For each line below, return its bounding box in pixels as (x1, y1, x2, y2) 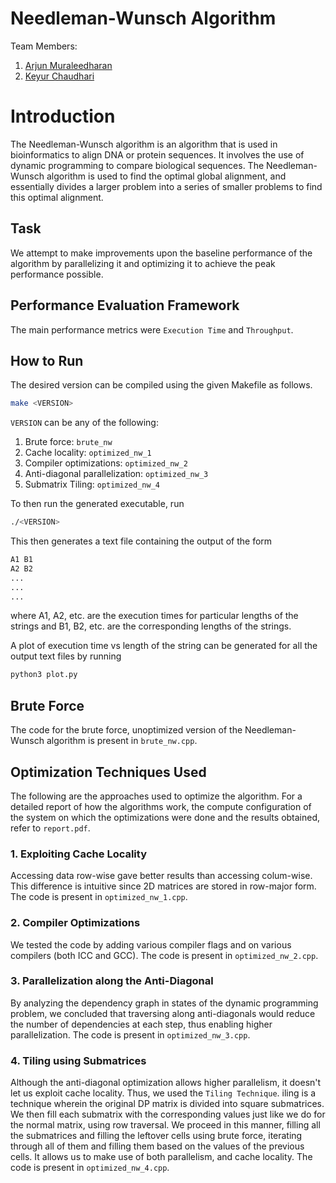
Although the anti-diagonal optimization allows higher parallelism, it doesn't (10, 1077, 322, 1089)
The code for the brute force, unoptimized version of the (10, 724, 243, 736)
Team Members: (10, 40, 78, 52)
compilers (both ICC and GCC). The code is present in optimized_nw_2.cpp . (10, 949, 319, 961)
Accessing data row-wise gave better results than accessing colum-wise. (10, 870, 313, 882)
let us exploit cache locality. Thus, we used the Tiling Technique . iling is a (10, 1087, 317, 1099)
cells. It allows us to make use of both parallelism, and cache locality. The (10, 1151, 313, 1163)
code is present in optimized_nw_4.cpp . (10, 1162, 170, 1174)
